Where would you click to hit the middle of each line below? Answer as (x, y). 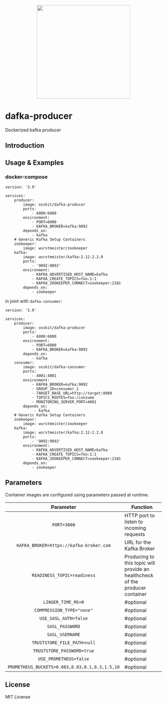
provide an (137, 569)
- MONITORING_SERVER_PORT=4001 (64, 402)
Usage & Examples (35, 162)
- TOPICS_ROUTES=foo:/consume (63, 398)
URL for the (138, 542)
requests (135, 534)
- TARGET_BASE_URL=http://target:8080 (72, 393)
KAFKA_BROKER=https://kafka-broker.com (64, 545)
